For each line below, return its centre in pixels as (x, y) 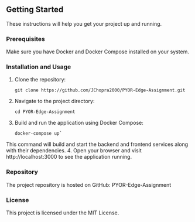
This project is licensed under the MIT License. (63, 213)
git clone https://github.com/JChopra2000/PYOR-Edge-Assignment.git (100, 90)
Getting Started (35, 10)
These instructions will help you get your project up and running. (84, 23)
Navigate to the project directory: (54, 101)
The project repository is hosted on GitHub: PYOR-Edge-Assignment (89, 185)
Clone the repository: (40, 80)
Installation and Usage (39, 67)
